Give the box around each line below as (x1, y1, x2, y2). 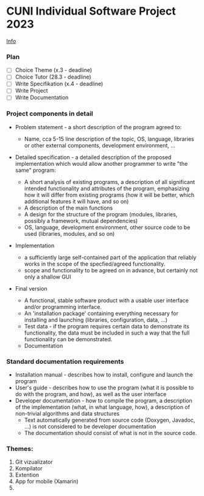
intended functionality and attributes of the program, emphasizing (24, 185, 190, 192)
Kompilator (15, 465, 43, 472)
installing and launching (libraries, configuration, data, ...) (24, 316, 167, 324)
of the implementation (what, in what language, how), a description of (15, 403, 191, 411)
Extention (15, 471, 40, 479)
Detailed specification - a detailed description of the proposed (15, 154, 172, 161)
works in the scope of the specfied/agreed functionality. (24, 260, 166, 267)
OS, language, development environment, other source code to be (24, 224, 191, 231)
